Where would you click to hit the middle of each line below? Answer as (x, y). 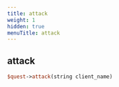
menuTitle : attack (34, 33)
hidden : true (26, 26)
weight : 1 (21, 20)
